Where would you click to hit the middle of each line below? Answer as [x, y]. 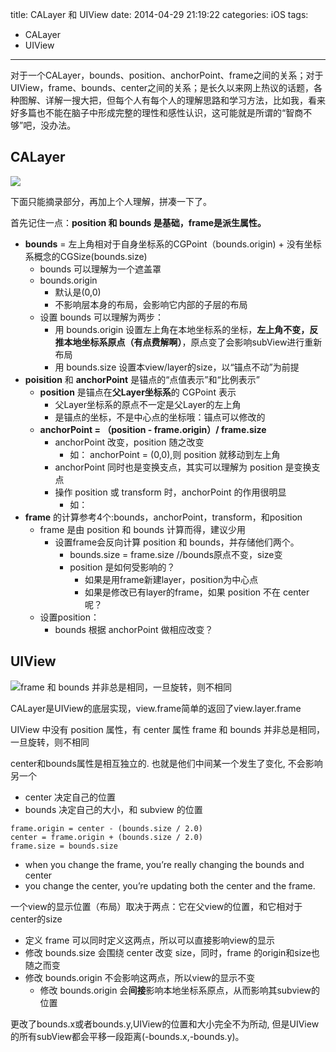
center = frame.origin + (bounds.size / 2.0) [106, 837]
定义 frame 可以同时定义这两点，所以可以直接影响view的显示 [150, 940]
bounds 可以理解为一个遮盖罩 [100, 269]
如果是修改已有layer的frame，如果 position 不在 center [197, 592]
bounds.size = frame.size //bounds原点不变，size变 [176, 554]
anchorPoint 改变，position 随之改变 [129, 442]
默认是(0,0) [78, 292]
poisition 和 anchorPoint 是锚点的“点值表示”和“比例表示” [142, 379]
